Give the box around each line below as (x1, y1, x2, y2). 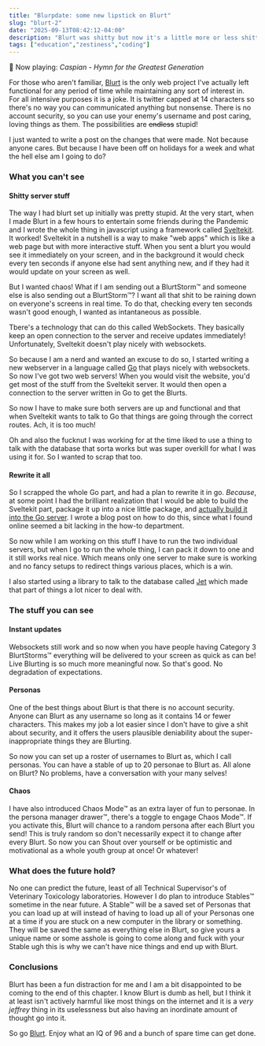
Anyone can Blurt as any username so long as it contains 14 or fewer (9, 711, 231, 720)
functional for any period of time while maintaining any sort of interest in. (9, 86, 245, 95)
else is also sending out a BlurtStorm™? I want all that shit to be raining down (9, 291, 256, 300)
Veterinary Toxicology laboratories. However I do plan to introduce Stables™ (9, 892, 255, 901)
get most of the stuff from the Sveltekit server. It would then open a (9, 380, 227, 389)
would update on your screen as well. (9, 267, 131, 277)
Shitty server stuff (9, 191, 70, 200)
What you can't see (9, 171, 85, 182)
